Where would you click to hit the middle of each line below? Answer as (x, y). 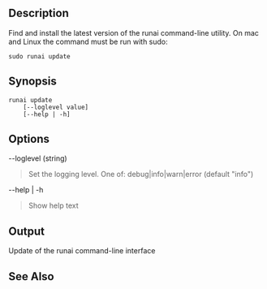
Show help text (53, 205)
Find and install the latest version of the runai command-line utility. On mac (134, 32)
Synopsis (32, 82)
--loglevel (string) (38, 158)
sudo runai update (39, 56)
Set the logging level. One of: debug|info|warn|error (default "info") (141, 175)
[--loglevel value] (56, 107)
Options (29, 139)
